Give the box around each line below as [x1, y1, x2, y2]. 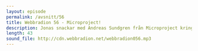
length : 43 [6, 30, 33, 36]
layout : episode [6, 8, 46, 15]
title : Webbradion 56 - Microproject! [6, 19, 101, 25]
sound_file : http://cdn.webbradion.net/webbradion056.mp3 [6, 36, 151, 42]
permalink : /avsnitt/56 [6, 14, 65, 20]
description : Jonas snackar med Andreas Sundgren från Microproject [6, 25, 178, 31]
